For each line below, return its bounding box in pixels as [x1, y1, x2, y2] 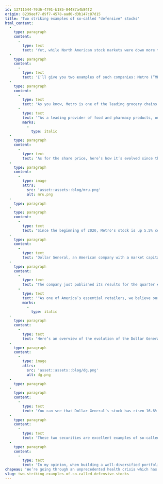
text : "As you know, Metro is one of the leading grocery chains [22, 102, 158, 107]
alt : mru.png [26, 192, 53, 197]
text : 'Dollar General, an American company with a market [22, 255, 145, 260]
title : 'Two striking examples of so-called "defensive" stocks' [5, 16, 140, 21]
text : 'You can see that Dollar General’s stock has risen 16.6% [22, 408, 158, 413]
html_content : [5, 20, 34, 26]
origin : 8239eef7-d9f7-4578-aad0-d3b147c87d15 [5, 12, 101, 16]
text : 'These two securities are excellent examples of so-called [22, 436, 160, 440]
